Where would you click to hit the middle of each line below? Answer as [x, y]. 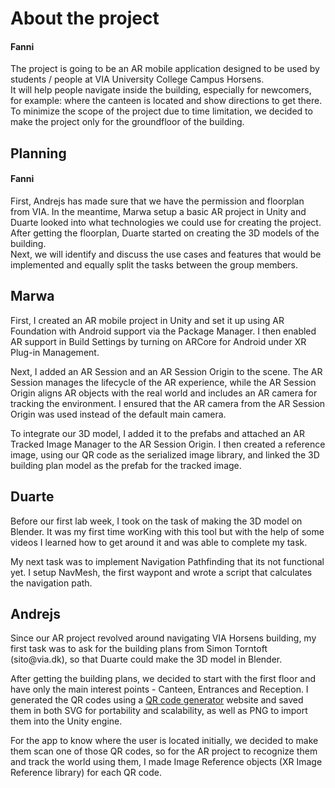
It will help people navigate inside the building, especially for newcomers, [161, 90]
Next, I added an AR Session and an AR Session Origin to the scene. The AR [166, 371]
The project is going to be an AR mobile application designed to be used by [165, 69]
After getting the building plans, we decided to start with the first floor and [163, 679]
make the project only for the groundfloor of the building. [127, 122]
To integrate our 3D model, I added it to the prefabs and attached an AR [157, 433]
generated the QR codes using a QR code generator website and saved [157, 700]
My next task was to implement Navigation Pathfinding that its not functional [167, 561]
